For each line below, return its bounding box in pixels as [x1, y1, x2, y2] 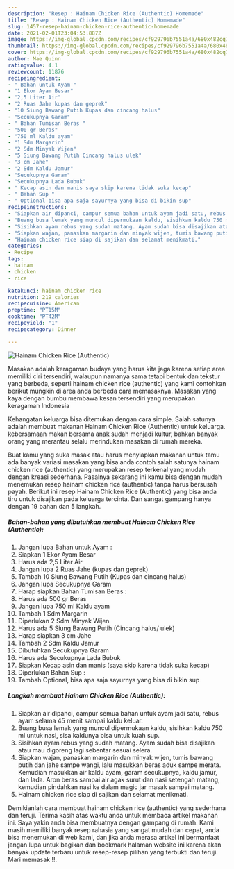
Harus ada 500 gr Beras [17, 594, 87, 602]
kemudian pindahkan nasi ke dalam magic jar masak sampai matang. [17, 782, 215, 791]
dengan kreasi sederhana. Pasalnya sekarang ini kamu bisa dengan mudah [8, 473, 222, 481]
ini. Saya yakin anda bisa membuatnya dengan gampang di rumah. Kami [8, 818, 214, 827]
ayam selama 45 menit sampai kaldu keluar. [17, 716, 143, 725]
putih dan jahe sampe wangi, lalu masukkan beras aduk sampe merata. [17, 761, 222, 769]
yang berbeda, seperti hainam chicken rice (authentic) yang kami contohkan [8, 379, 226, 387]
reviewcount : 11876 [8, 68, 65, 75]
